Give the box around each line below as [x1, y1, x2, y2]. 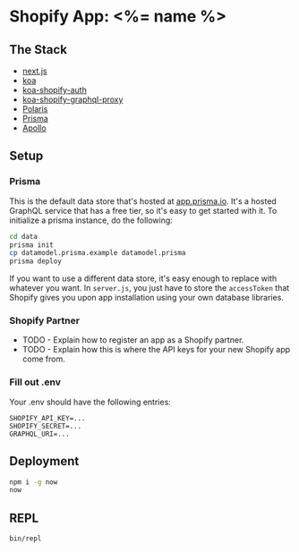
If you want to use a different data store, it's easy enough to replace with [9, 273, 278, 284]
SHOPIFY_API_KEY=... [9, 413, 87, 422]
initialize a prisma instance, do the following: [9, 215, 173, 225]
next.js [21, 65, 47, 76]
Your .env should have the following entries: [9, 396, 172, 407]
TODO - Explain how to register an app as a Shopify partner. [21, 335, 244, 345]
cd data [9, 232, 38, 241]
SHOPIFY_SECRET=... [9, 421, 82, 430]
